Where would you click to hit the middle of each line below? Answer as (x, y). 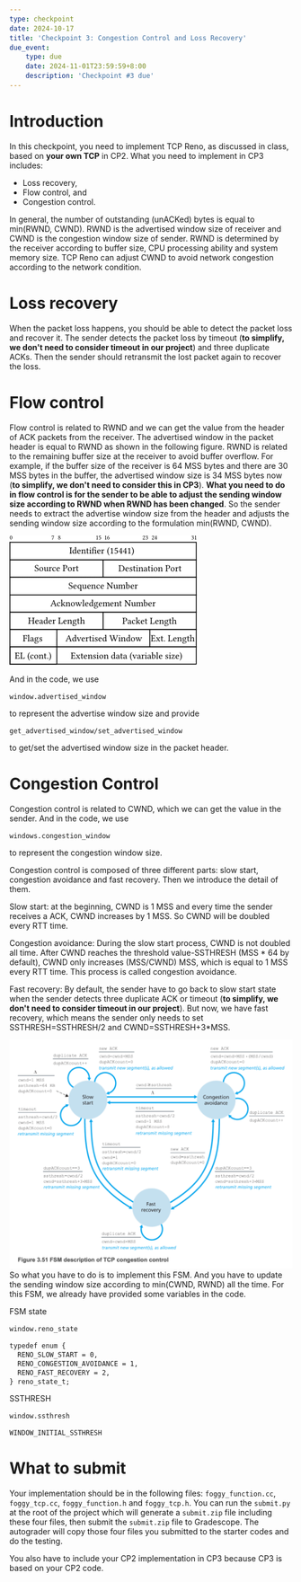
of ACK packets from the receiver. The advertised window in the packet (142, 437)
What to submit (68, 1468)
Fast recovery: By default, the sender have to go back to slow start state (143, 989)
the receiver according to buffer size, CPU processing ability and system (144, 248)
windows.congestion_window (60, 835)
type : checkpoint (42, 19)
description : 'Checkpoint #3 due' (90, 76)
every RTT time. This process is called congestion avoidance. (123, 971)
